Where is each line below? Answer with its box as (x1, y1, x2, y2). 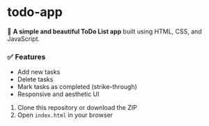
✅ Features (7, 52, 46, 61)
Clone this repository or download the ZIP (17, 104, 137, 112)
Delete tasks (17, 75, 54, 84)
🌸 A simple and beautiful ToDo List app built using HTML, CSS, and (7, 27, 202, 36)
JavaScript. (7, 34, 40, 42)
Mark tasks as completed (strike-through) (17, 83, 137, 91)
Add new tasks (17, 68, 61, 77)
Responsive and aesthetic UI (17, 90, 100, 98)
